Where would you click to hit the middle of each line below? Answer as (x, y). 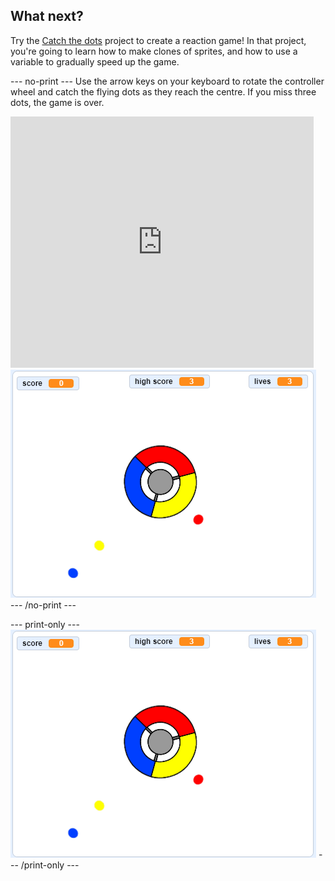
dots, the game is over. (57, 102)
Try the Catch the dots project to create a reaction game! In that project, (158, 40)
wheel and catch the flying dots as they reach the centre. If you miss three (163, 91)
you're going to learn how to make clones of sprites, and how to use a (154, 51)
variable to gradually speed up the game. (95, 61)
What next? (47, 16)
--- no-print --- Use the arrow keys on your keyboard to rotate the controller (167, 81)
